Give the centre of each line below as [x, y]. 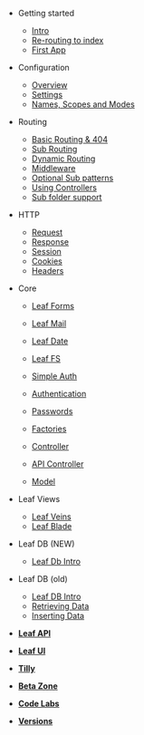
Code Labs [38, 703]
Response [50, 242]
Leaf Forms [53, 306]
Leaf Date [50, 341]
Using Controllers [64, 188]
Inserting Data [58, 616]
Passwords [52, 411]
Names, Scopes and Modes [83, 104]
